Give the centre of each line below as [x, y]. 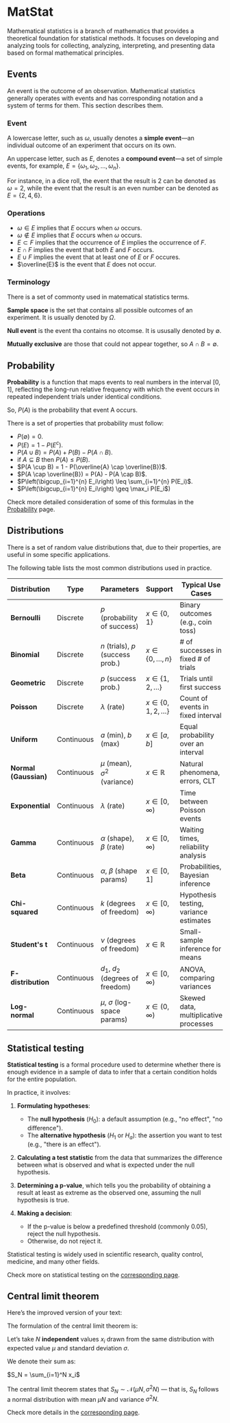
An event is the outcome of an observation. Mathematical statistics [101, 90]
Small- [191, 932]
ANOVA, [193, 969]
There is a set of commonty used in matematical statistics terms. [98, 297]
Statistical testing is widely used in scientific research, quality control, [105, 1254]
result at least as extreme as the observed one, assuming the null [109, 1192]
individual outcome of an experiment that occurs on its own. [92, 145]
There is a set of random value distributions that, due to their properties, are [114, 547]
